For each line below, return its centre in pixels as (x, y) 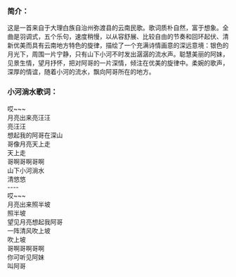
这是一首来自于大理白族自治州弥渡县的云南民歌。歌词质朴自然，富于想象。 (115, 28)
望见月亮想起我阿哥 (35, 222)
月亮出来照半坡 (29, 204)
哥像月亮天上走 (29, 144)
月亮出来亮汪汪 (29, 117)
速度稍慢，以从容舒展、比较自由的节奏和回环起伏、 (149, 37)
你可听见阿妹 (26, 257)
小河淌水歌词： (33, 92)
